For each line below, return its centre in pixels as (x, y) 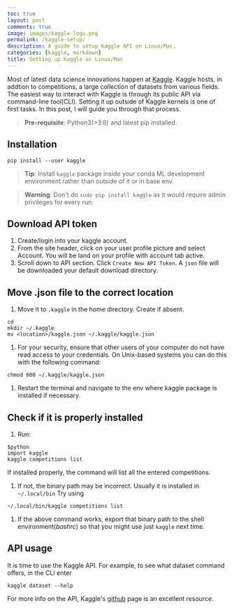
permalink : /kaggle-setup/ (46, 40)
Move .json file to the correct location (90, 292)
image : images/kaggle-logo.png (53, 33)
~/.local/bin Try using (51, 493)
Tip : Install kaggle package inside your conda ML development (115, 173)
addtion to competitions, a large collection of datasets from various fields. (114, 86)
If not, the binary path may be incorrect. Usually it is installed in (108, 486)
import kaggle (28, 453)
